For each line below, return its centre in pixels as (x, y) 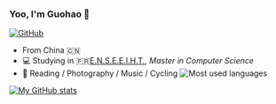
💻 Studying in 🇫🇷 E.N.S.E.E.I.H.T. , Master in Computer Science (138, 61)
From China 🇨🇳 (51, 50)
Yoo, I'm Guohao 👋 (50, 14)
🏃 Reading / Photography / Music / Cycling (100, 73)
